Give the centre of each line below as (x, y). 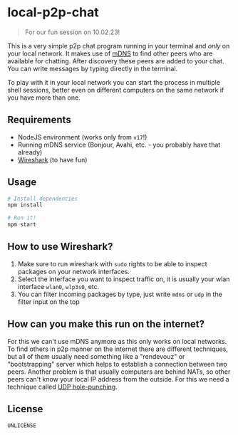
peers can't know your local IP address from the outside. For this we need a (118, 379)
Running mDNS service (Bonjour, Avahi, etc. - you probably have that (119, 145)
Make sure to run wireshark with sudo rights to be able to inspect (112, 263)
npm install (25, 205)
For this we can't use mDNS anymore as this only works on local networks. (117, 341)
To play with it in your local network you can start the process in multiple (114, 82)
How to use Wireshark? (60, 247)
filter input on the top (48, 302)
